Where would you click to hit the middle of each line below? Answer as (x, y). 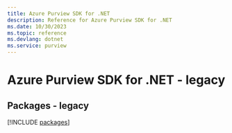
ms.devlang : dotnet (35, 39)
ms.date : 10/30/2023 (37, 26)
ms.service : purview (37, 46)
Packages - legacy (48, 106)
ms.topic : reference (37, 33)
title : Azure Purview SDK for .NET (59, 14)
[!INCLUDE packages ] (39, 122)
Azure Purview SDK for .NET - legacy (116, 80)
